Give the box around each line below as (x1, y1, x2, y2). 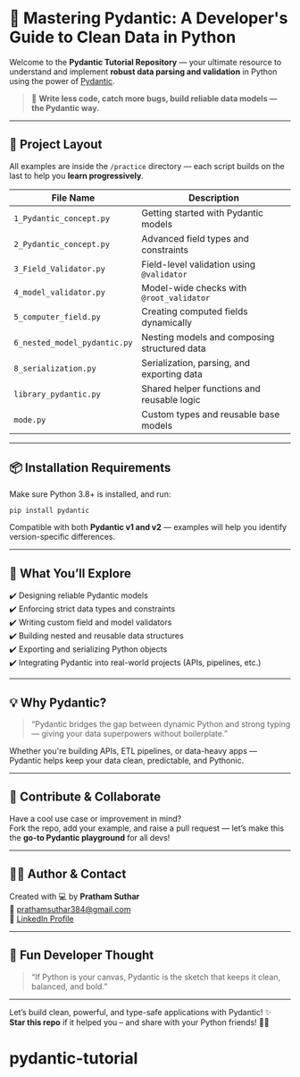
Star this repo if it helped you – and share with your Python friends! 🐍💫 (9, 1016, 270, 1028)
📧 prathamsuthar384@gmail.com (9, 903, 131, 914)
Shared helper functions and (141, 382, 261, 395)
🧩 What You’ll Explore (9, 566, 131, 581)
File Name (51, 192, 96, 204)
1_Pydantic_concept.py (13, 213, 110, 223)
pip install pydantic (9, 506, 90, 515)
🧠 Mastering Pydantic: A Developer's (9, 8, 288, 29)
